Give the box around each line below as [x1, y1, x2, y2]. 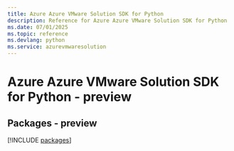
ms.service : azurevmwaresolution [7, 43, 107, 50]
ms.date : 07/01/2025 [7, 23, 69, 30]
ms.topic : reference [7, 30, 69, 38]
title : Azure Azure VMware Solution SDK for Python [7, 10, 164, 18]
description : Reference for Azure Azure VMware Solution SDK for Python [7, 17, 228, 24]
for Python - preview [7, 89, 132, 105]
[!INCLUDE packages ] [7, 136, 72, 144]
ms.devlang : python [7, 37, 65, 44]
